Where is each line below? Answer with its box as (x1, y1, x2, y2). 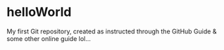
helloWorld (6, 4, 72, 20)
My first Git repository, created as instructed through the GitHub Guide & (6, 27, 217, 35)
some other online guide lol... (6, 34, 91, 42)
